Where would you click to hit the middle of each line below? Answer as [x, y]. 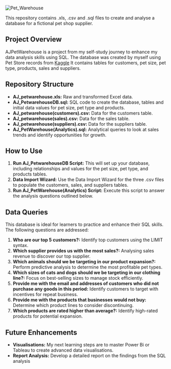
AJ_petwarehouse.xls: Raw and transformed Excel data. [73, 96]
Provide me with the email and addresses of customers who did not [86, 284]
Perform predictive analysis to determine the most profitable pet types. [88, 267]
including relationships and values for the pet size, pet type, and [80, 169]
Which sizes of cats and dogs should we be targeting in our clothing [86, 273]
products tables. [30, 174]
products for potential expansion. [48, 316]
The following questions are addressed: [47, 230]
